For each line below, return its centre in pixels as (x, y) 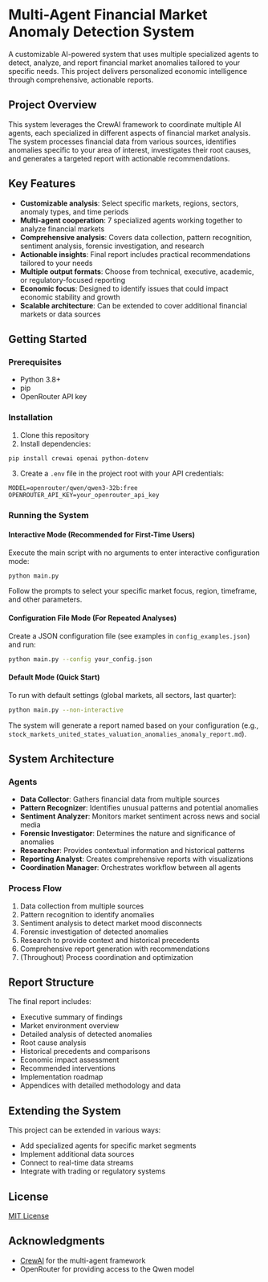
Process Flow (35, 888)
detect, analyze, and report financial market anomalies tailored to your (124, 63)
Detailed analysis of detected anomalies (86, 1035)
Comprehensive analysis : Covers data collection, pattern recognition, (136, 237)
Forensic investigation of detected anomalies (94, 931)
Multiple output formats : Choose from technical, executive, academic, (137, 272)
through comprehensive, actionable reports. (81, 80)
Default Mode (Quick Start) (54, 677)
